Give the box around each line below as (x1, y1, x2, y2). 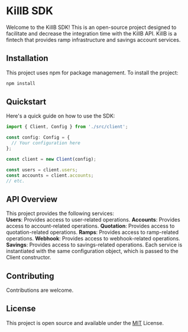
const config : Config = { (6, 135, 70, 141)
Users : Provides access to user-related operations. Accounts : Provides (6, 216, 180, 223)
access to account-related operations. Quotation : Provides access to (6, 223, 175, 230)
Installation (6, 53, 48, 63)
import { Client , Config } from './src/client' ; (6, 124, 128, 130)
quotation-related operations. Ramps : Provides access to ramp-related (6, 229, 179, 236)
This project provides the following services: (6, 210, 114, 217)
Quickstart (6, 97, 47, 107)
